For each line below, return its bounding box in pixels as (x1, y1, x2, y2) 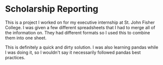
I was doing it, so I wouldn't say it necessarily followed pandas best (5, 49, 141, 55)
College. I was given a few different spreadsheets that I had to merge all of (5, 24, 156, 30)
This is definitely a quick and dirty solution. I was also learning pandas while (5, 44, 159, 50)
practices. (5, 54, 25, 60)
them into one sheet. (5, 35, 47, 41)
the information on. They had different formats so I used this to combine (5, 30, 150, 35)
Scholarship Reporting (5, 3, 99, 15)
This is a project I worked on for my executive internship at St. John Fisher (5, 19, 155, 25)
